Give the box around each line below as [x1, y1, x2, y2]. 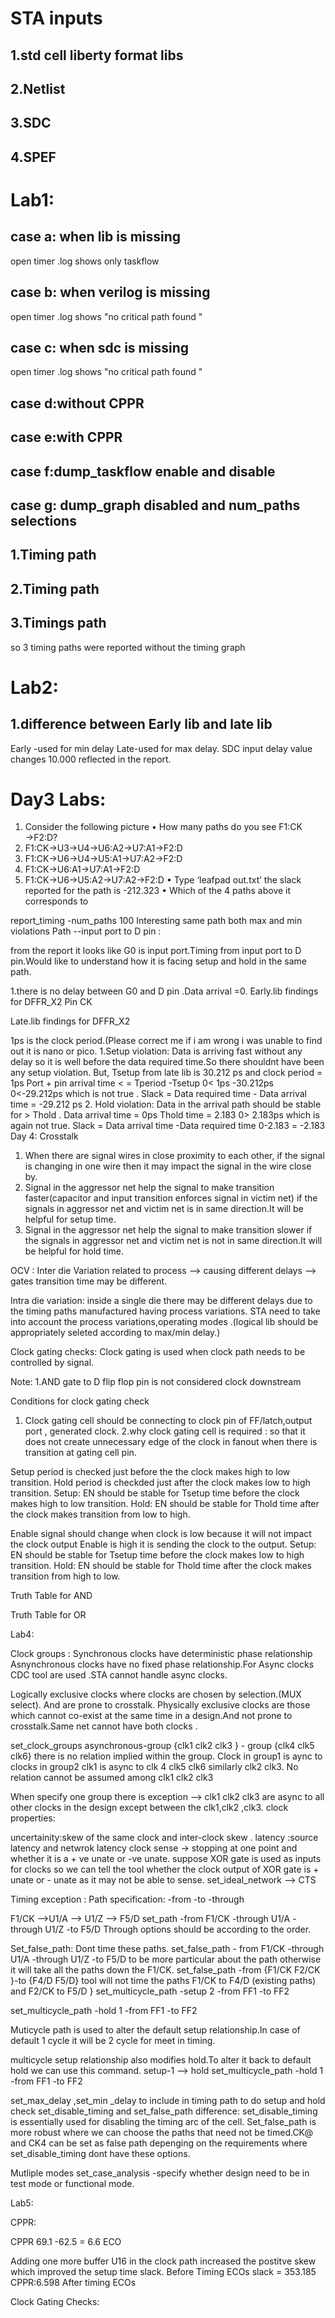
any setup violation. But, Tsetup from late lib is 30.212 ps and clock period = [10, 1067, 323, 1079]
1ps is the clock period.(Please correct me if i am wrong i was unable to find [10, 1035, 323, 1047]
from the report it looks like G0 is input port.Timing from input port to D [10, 945, 302, 957]
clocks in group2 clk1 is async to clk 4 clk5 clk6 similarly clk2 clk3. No [10, 1761, 299, 1773]
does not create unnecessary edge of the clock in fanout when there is [24, 1436, 318, 1448]
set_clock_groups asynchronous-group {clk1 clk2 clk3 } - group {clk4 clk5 [10, 1740, 315, 1752]
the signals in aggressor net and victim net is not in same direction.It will [24, 1235, 323, 1247]
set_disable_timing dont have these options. [10, 2148, 191, 2160]
